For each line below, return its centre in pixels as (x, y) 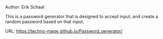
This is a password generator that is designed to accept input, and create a (82, 16)
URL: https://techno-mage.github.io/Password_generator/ (64, 31)
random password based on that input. (45, 22)
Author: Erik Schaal (25, 7)
